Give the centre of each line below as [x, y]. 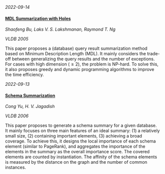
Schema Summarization [30, 95]
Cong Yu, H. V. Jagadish [30, 106]
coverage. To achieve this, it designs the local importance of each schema [81, 141]
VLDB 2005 [17, 39]
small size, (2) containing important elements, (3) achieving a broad [74, 136]
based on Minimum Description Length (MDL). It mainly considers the [76, 54]
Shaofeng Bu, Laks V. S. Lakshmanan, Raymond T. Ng [60, 30]
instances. [16, 168]
